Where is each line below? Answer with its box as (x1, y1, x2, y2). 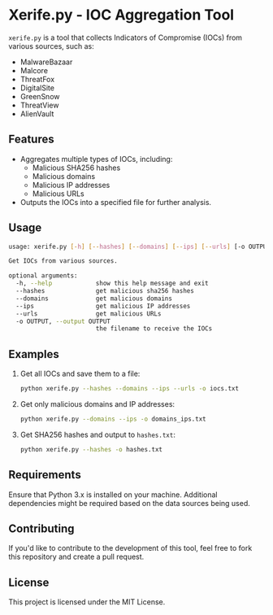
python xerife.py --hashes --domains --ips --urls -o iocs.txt (19, 385, 240, 393)
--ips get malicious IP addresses (15, 302, 191, 310)
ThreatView (19, 100, 59, 110)
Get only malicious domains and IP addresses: (19, 399, 175, 408)
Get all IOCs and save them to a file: (19, 369, 141, 379)
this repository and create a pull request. (8, 552, 145, 562)
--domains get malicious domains (15, 294, 173, 303)
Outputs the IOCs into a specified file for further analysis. (19, 197, 212, 207)
